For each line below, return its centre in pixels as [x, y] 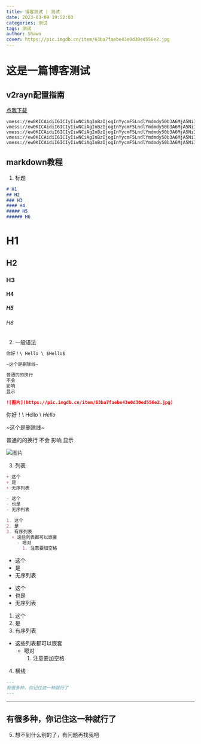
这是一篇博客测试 [48, 71]
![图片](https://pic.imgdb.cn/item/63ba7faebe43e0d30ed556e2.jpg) [90, 402]
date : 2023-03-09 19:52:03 [40, 17]
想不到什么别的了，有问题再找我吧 [57, 734]
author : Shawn [24, 34]
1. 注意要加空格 [39, 548]
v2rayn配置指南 [35, 95]
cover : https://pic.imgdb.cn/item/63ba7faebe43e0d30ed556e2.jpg [88, 39]
